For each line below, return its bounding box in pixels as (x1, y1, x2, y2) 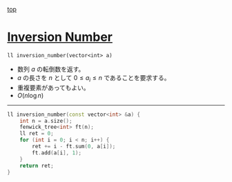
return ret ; (19, 162, 54, 169)
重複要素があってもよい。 (17, 83, 90, 92)
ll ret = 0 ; (19, 130, 54, 137)
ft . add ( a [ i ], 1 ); (32, 149, 81, 156)
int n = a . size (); (19, 117, 72, 124)
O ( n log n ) (17, 91, 43, 99)
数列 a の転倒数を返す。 (17, 65, 85, 73)
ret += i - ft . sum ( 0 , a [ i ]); (32, 143, 116, 150)
